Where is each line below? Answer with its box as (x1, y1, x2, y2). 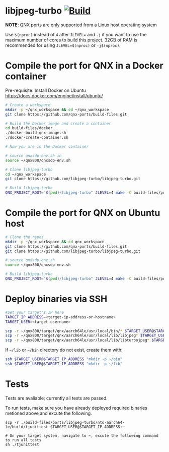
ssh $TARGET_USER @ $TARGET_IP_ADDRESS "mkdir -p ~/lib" (5, 361, 123, 366)
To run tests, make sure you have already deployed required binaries (5, 405, 147, 411)
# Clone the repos (5, 235, 44, 240)
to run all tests (5, 437, 42, 442)
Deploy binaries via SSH (5, 293, 108, 305)
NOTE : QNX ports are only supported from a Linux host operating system (5, 22, 157, 28)
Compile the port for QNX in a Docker (5, 60, 163, 72)
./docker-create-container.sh (5, 135, 69, 140)
